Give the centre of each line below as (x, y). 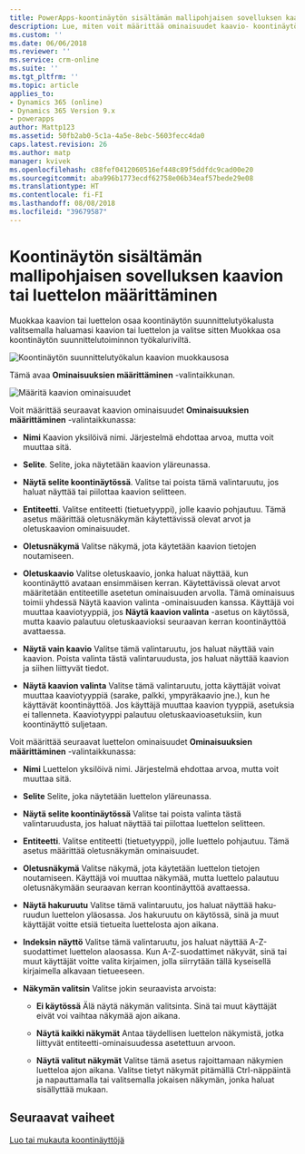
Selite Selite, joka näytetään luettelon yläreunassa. (117, 796)
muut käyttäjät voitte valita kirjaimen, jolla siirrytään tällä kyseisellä (147, 961)
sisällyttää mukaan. (72, 1089)
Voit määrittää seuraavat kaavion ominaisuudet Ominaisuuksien (129, 410)
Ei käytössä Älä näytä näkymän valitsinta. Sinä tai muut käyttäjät (156, 1006)
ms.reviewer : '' (40, 52)
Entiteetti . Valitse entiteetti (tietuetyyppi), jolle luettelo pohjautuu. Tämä (156, 841)
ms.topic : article (44, 85)
